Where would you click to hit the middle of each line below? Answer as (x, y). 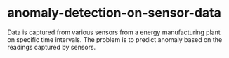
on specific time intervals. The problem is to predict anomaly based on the (115, 39)
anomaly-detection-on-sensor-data (114, 13)
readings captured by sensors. (52, 47)
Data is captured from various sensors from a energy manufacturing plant (114, 32)
